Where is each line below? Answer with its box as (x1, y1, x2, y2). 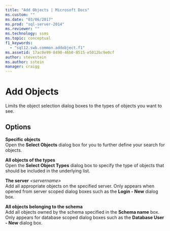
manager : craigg (5, 64, 40, 69)
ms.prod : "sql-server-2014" (5, 21, 65, 27)
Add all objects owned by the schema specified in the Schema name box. (5, 209, 160, 215)
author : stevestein (5, 54, 47, 60)
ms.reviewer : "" (5, 26, 40, 31)
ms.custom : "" (5, 12, 36, 17)
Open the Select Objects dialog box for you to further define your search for (5, 142, 165, 148)
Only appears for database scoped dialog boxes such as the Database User (5, 214, 164, 220)
